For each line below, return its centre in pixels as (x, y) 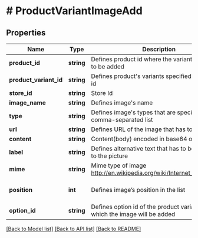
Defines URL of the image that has (138, 129)
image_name (27, 103)
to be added (108, 66)
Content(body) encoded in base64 (139, 139)
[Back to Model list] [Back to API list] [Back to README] (74, 229)
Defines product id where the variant (142, 59)
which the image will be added (133, 214)
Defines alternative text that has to (139, 149)
